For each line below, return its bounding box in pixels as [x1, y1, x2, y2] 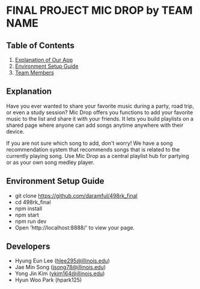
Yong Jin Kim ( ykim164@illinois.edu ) [14, 270, 105, 277]
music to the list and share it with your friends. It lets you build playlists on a [6, 115, 194, 122]
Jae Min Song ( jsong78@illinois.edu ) [14, 264, 106, 271]
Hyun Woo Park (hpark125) [14, 276, 82, 284]
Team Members [14, 69, 54, 76]
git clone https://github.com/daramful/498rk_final [14, 192, 138, 199]
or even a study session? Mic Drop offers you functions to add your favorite [6, 109, 193, 116]
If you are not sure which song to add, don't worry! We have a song [6, 139, 173, 147]
